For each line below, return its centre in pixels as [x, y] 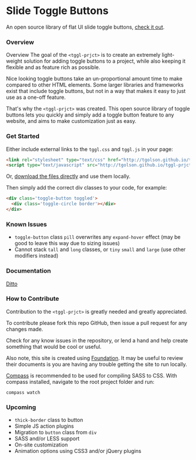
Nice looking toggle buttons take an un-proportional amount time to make [94, 79]
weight [14, 61]
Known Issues [27, 224]
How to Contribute [33, 298]
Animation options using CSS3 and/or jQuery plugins [78, 451]
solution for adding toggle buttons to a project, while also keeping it [104, 61]
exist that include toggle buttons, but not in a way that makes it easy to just [96, 91]
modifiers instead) [36, 256]
